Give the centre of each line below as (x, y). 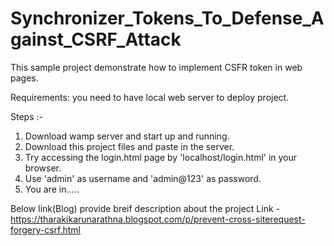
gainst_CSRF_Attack (96, 39)
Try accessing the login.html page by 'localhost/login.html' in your (161, 157)
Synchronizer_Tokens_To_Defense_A (167, 18)
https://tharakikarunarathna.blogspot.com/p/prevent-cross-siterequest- (158, 219)
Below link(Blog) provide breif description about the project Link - (145, 208)
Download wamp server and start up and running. (127, 136)
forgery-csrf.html (46, 229)
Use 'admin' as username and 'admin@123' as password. (143, 178)
